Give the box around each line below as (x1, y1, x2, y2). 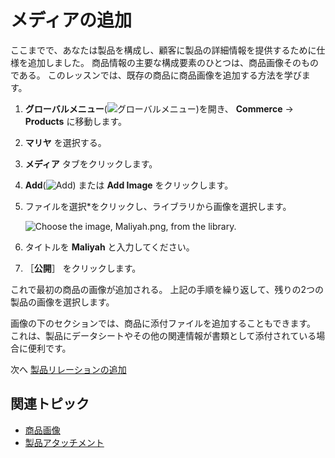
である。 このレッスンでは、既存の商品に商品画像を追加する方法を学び (10, 69, 302, 81)
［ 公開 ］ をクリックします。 (24, 262, 142, 274)
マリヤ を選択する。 (24, 136, 107, 148)
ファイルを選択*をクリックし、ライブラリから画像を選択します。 (24, 200, 292, 212)
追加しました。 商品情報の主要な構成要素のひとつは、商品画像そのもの (27, 56, 319, 68)
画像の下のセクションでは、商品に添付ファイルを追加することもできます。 (10, 317, 317, 329)
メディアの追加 (10, 9, 133, 32)
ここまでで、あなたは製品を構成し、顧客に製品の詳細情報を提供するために (10, 44, 317, 56)
